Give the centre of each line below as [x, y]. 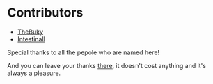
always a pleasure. [34, 73]
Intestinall [31, 39]
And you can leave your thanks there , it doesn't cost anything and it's [107, 65]
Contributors [45, 13]
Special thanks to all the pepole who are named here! [84, 52]
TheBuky [30, 32]
